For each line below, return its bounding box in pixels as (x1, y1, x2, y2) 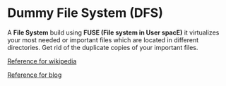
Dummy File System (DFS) (7, 5, 164, 21)
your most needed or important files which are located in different (7, 35, 199, 44)
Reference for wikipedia (7, 56, 77, 65)
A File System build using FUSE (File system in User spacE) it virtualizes (7, 28, 220, 37)
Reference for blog (7, 70, 62, 79)
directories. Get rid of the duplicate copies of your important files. (7, 43, 198, 51)
